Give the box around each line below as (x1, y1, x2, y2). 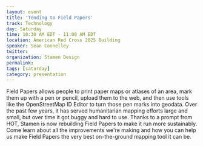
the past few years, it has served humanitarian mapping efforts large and (6, 107, 188, 114)
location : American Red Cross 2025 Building (6, 37, 121, 43)
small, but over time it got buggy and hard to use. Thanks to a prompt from (6, 114, 193, 121)
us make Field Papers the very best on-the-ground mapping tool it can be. (6, 133, 192, 141)
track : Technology (6, 20, 53, 26)
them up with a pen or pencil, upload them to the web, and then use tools (6, 94, 189, 102)
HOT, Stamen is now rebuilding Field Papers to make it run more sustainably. (6, 120, 198, 128)
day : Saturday (6, 26, 42, 32)
